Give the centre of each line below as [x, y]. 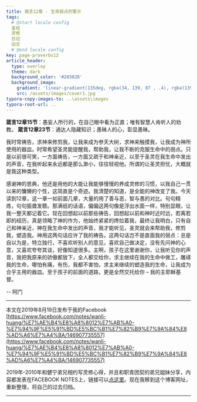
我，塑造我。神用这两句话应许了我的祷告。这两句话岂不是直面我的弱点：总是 [98, 235]
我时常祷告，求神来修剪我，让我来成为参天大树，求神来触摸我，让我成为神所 [98, 142]
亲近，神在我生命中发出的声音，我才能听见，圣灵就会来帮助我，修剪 [103, 227]
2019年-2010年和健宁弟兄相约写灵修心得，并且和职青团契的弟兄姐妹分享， [96, 372]
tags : [13, 17]
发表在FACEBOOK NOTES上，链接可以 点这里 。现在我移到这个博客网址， [103, 379]
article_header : [26, 61]
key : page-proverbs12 [33, 55]
